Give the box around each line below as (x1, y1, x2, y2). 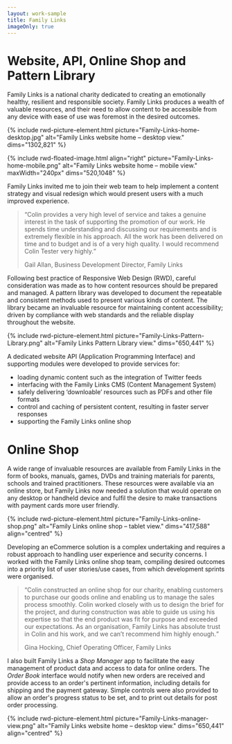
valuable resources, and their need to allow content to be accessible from (7, 105, 217, 114)
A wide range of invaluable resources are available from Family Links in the (7, 465, 221, 473)
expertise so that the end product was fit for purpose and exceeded (24, 615, 218, 623)
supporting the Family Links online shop (17, 417, 132, 426)
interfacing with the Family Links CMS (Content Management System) (17, 380, 217, 389)
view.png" (7, 722, 36, 730)
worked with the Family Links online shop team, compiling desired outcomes (7, 558, 225, 566)
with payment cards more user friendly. (7, 502, 120, 510)
